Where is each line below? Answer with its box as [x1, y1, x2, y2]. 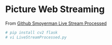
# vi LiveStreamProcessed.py [5, 34, 67, 40]
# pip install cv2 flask [5, 30, 58, 35]
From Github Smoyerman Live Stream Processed [5, 20, 107, 26]
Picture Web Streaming [5, 4, 105, 15]
